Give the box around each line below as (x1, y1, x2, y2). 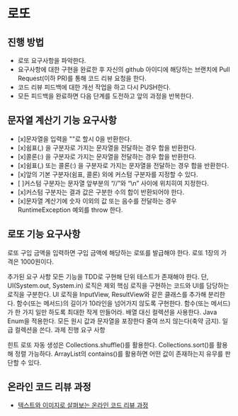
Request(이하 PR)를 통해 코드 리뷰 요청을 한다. (17, 74, 147, 82)
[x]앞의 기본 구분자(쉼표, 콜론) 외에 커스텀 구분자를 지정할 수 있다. (17, 170, 198, 179)
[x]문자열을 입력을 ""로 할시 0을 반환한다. (17, 135, 132, 143)
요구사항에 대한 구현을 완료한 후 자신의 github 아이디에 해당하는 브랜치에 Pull (17, 65, 230, 74)
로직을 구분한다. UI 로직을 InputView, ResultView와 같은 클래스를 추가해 (7, 290, 207, 298)
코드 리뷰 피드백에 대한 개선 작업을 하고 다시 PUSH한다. (17, 83, 171, 91)
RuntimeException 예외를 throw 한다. (17, 206, 123, 214)
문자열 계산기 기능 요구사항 (7, 114, 117, 127)
